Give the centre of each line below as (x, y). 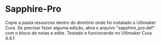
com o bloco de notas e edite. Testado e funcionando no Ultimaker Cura (79, 33)
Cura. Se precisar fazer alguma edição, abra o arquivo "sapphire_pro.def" (80, 27)
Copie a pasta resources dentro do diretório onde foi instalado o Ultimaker (81, 22)
